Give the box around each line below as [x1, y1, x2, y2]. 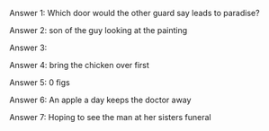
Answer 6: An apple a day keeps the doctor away [9, 94, 192, 105]
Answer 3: [9, 42, 48, 53]
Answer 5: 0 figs [9, 77, 70, 88]
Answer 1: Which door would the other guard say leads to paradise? [9, 8, 260, 18]
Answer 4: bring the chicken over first [9, 60, 150, 70]
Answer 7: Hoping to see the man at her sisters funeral [9, 112, 211, 122]
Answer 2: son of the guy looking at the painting [9, 25, 187, 35]
